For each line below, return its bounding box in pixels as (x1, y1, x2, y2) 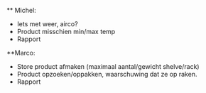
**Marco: (6, 49, 36, 57)
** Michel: (6, 6, 36, 14)
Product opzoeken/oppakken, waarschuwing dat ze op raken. (16, 70, 197, 78)
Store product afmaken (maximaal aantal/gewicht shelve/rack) (16, 62, 200, 70)
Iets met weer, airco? (16, 20, 79, 28)
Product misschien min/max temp (16, 28, 116, 35)
